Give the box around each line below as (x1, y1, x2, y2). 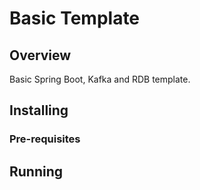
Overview (9, 47, 72, 64)
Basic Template (9, 7, 141, 30)
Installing (9, 102, 69, 119)
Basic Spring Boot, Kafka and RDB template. (9, 73, 191, 85)
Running (9, 163, 64, 180)
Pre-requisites (9, 132, 81, 146)
